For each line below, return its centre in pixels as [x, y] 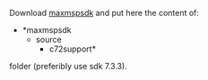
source [48, 40]
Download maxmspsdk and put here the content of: [104, 13]
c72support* [73, 49]
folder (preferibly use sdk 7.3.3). [68, 66]
